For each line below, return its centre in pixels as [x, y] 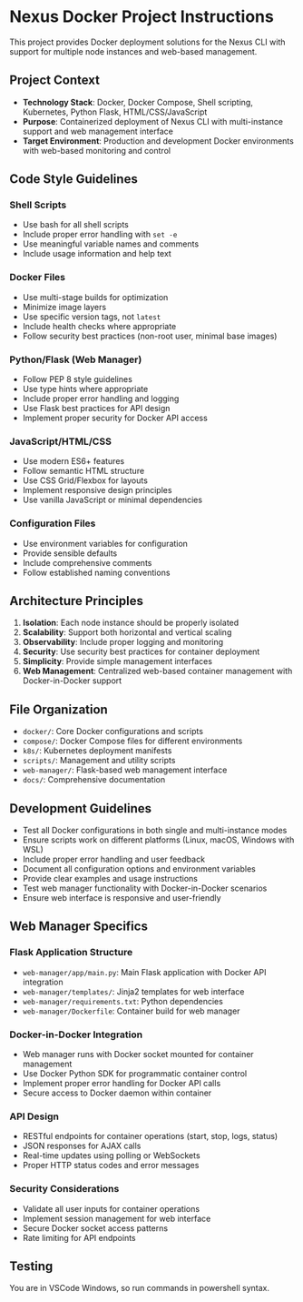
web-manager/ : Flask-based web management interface [125, 770]
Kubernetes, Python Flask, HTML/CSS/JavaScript [115, 112]
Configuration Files [53, 523]
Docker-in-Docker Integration [76, 1035]
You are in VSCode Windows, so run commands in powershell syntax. [140, 1288]
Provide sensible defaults [70, 553]
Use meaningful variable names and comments [111, 244]
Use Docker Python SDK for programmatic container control [135, 1074]
